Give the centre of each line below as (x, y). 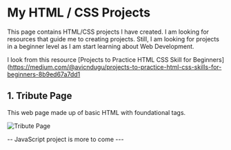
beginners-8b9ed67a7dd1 (44, 74)
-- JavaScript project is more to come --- (66, 139)
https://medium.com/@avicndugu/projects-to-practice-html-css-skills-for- (115, 67)
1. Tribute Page (40, 96)
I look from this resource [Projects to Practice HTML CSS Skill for (99, 59)
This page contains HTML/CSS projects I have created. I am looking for (108, 32)
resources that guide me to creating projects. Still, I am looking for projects (113, 39)
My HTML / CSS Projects (79, 13)
